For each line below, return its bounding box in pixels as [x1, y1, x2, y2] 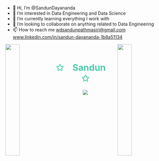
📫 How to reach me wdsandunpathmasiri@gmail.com [12, 27, 126, 33]
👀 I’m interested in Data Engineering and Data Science [12, 10, 126, 16]
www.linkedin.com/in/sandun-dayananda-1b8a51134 [12, 34, 123, 40]
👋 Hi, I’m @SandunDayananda [12, 5, 76, 11]
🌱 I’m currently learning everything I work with [12, 16, 110, 21]
